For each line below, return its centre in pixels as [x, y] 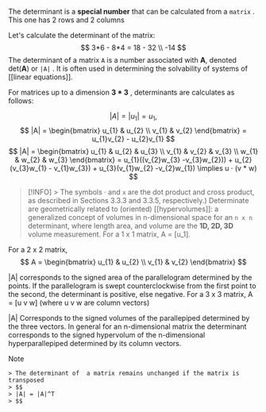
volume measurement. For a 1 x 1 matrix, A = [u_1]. [109, 234]
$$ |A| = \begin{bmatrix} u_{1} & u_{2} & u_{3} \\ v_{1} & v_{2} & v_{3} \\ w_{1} [133, 151]
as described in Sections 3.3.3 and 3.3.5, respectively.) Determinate [138, 200]
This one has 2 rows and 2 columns [66, 20]
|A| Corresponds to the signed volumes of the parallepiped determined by [129, 318]
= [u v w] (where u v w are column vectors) [79, 302]
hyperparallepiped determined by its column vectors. [95, 343]
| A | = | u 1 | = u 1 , [133, 117]
